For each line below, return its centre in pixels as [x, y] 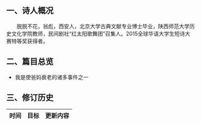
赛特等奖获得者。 [27, 41]
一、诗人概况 [30, 11]
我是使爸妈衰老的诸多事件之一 [51, 77]
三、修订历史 [30, 98]
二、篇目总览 [30, 62]
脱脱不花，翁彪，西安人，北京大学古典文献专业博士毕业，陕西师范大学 [103, 26]
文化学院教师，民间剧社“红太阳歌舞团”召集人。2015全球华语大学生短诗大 [100, 33]
